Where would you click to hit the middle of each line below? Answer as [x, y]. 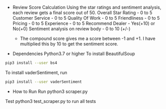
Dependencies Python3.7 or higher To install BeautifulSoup [74, 53]
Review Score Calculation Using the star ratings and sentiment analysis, [87, 7]
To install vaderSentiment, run [36, 72]
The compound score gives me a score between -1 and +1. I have [88, 38]
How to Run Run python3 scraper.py [50, 91]
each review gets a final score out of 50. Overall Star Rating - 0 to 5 [82, 13]
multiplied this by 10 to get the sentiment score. [69, 44]
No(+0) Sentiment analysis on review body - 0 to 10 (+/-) [71, 29]
